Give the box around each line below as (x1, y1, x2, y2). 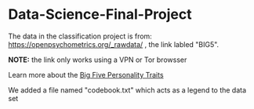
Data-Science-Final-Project (8, 5, 192, 24)
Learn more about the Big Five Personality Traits (8, 70, 164, 79)
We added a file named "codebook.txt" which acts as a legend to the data (8, 85, 247, 95)
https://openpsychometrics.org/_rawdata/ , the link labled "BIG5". (8, 39, 220, 49)
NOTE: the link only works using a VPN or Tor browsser (8, 55, 187, 64)
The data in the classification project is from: (8, 31, 153, 41)
